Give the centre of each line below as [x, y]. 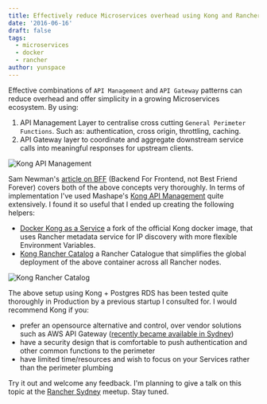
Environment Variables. [58, 245]
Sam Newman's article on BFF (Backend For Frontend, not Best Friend [123, 178]
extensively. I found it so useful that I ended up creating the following [121, 204]
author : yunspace [37, 68]
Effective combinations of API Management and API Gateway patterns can [125, 90]
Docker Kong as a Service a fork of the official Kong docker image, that [136, 228]
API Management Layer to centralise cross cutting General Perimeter [133, 122]
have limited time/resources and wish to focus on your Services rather [135, 359]
